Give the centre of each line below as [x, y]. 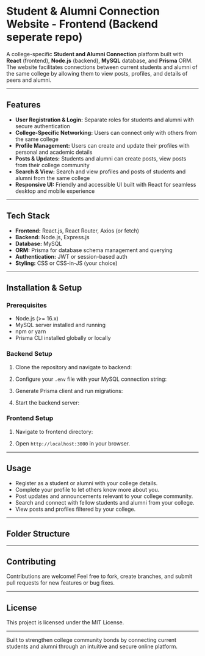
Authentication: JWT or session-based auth [71, 256]
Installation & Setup [44, 288]
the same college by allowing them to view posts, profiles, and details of [97, 73]
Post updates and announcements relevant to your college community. [104, 496]
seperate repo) [45, 37]
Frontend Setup [30, 418]
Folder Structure [38, 534]
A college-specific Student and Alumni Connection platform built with [95, 54]
